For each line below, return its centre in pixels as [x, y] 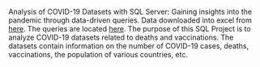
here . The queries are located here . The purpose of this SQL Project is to [130, 29]
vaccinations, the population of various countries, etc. [98, 54]
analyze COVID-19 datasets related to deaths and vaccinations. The [121, 37]
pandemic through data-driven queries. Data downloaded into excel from [130, 20]
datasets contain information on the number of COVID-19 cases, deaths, [129, 46]
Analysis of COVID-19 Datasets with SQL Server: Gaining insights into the [130, 12]
